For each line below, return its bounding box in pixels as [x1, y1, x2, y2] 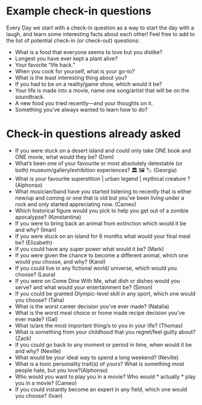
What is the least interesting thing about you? [14, 74, 127, 81]
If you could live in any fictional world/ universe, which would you [14, 264, 177, 272]
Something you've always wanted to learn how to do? [14, 106, 148, 113]
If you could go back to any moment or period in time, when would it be [14, 341, 192, 348]
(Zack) [14, 335, 32, 342]
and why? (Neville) [14, 347, 61, 355]
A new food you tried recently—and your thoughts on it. [14, 99, 153, 106]
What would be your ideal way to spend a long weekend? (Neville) [14, 353, 179, 361]
